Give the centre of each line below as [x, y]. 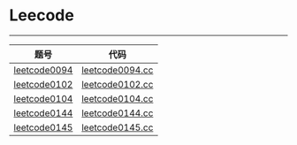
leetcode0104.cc [117, 98]
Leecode [42, 15]
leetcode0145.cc [117, 127]
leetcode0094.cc [117, 70]
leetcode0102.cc [117, 84]
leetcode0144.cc [117, 113]
